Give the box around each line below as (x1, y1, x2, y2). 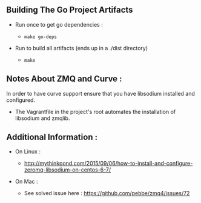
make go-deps (24, 33, 58, 40)
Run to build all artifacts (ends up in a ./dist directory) (15, 44, 148, 52)
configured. (6, 96, 35, 104)
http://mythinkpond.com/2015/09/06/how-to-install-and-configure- (24, 160, 193, 167)
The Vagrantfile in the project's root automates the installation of (15, 108, 176, 115)
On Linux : (15, 148, 41, 155)
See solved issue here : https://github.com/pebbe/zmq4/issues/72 (24, 190, 190, 197)
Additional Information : (6, 132, 98, 142)
